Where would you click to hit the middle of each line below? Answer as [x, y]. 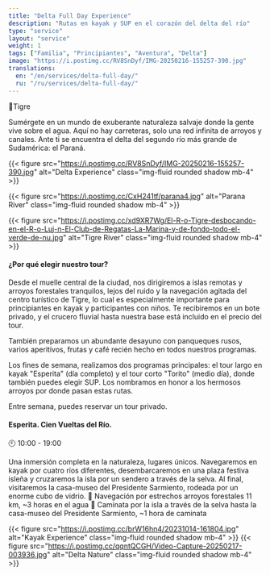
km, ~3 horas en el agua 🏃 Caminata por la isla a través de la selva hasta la [132, 504]
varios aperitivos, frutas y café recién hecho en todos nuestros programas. [133, 349]
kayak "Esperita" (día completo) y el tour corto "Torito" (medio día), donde [132, 373]
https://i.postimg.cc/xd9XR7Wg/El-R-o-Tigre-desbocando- [158, 220]
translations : [32, 69]
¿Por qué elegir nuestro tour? [58, 265]
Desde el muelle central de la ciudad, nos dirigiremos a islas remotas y [126, 282]
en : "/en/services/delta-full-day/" [77, 76]
